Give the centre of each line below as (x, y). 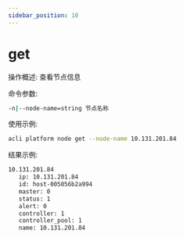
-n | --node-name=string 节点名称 (59, 108)
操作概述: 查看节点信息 (44, 77)
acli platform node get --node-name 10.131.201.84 (92, 139)
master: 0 (34, 191)
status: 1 (34, 199)
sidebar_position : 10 (43, 15)
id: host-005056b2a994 (55, 185)
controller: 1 (41, 213)
